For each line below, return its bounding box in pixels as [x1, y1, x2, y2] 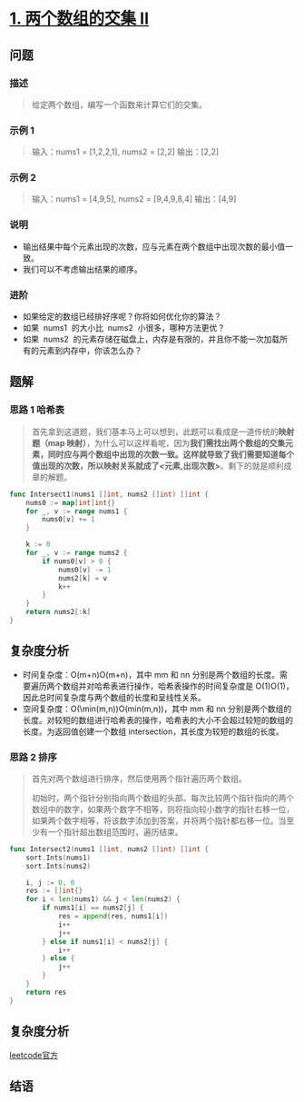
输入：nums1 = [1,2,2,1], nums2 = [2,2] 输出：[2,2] [31, 146, 220, 157]
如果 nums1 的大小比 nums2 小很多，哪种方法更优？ [22, 323, 225, 333]
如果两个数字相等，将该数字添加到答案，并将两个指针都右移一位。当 [31, 815, 287, 826]
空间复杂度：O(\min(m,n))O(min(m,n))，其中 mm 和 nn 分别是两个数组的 [22, 703, 292, 714]
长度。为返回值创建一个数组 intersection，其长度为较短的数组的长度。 [22, 726, 284, 737]
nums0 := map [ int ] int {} [25, 498, 116, 507]
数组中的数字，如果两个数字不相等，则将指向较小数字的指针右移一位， [31, 803, 295, 814]
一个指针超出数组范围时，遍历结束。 [47, 826, 183, 837]
